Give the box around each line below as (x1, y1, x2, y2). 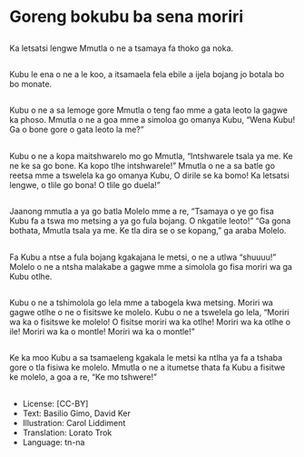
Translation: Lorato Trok (22, 427, 113, 438)
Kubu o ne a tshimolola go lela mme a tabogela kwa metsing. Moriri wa (9, 297, 274, 308)
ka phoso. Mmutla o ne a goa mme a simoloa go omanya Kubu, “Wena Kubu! (9, 114, 296, 125)
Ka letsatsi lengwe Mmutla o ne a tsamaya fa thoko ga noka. (9, 43, 234, 54)
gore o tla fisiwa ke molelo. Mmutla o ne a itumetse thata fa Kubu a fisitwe (9, 362, 286, 373)
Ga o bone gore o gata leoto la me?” (9, 124, 144, 135)
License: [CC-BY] (22, 398, 89, 409)
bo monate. (9, 78, 53, 89)
